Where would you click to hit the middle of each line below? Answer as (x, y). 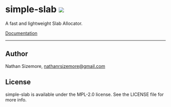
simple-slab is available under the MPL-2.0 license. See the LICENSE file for (84, 94)
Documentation (21, 33)
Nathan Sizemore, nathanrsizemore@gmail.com (55, 66)
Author (17, 54)
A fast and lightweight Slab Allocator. (44, 23)
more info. (16, 99)
